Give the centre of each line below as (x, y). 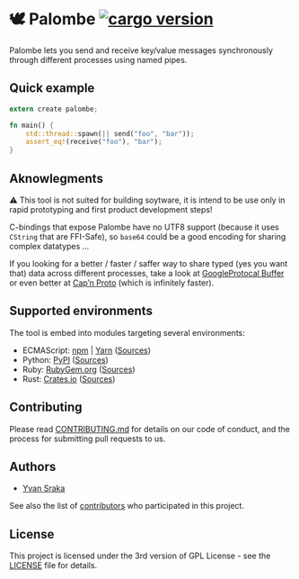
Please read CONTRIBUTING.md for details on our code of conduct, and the (149, 429)
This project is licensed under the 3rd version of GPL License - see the (140, 556)
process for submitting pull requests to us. (88, 439)
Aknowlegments (56, 178)
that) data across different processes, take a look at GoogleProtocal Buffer (147, 273)
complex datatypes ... (49, 246)
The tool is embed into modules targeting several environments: (127, 332)
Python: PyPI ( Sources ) (66, 359)
